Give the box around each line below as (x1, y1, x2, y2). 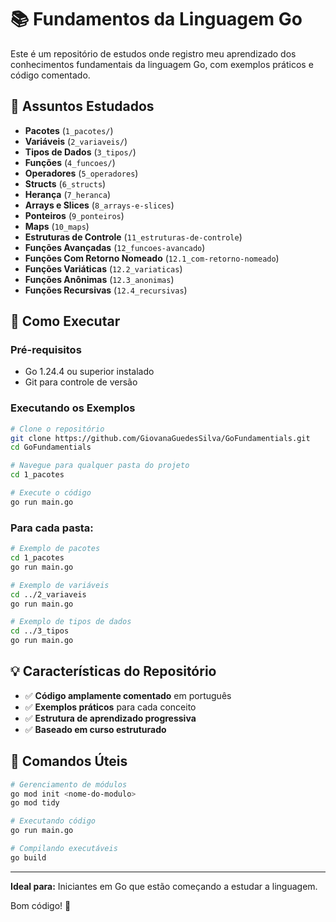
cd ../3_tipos (10, 626, 70, 636)
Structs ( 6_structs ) (24, 177, 107, 190)
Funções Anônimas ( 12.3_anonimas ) (24, 273, 175, 285)
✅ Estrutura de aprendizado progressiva (24, 712, 197, 724)
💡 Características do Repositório (10, 663, 217, 680)
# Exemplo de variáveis (10, 580, 110, 590)
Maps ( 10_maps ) (24, 220, 90, 232)
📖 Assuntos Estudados (10, 98, 155, 115)
